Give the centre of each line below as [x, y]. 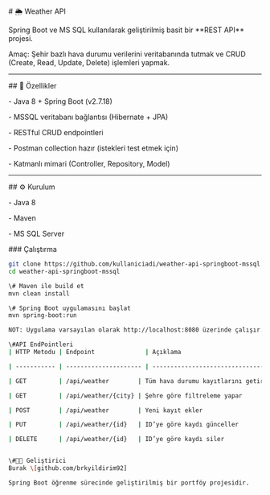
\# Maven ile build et [46, 286]
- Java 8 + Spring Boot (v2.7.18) [60, 101]
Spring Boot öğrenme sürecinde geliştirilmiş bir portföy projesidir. [129, 483]
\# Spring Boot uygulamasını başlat [70, 308]
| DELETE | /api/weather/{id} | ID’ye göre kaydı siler [117, 439]
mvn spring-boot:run [43, 316]
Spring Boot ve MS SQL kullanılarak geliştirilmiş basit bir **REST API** [127, 30]
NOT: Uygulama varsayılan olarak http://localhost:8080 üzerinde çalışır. [136, 330]
